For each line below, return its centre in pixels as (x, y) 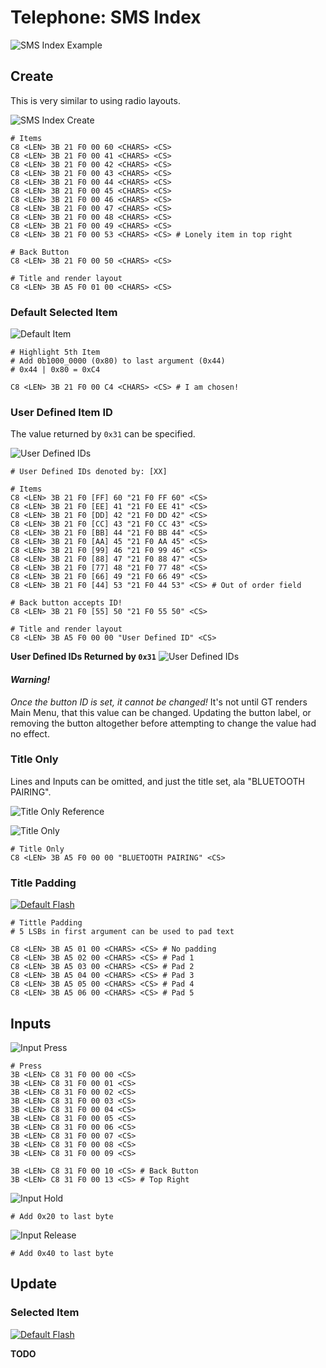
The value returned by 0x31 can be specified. (103, 434)
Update (34, 1284)
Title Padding (43, 883)
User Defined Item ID (61, 412)
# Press (26, 1066)
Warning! (30, 679)
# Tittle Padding (46, 923)
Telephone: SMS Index (106, 17)
